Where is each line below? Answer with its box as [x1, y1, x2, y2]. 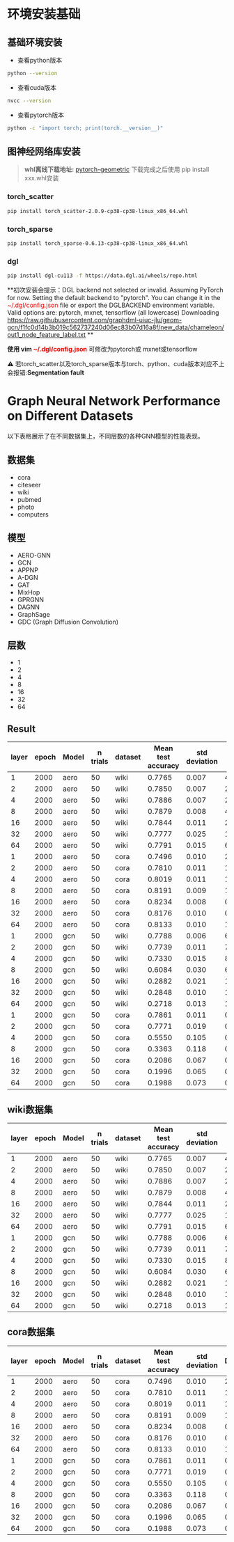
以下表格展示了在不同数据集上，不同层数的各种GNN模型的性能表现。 [7, 432, 204, 440]
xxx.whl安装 [24, 174, 59, 182]
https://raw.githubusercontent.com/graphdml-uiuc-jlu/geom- [7, 315, 182, 324]
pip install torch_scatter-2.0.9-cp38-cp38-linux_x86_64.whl [7, 207, 189, 214]
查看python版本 [17, 56, 63, 64]
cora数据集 [7, 1326, 55, 1338]
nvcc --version [7, 97, 52, 104]
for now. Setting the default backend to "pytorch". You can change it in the [7, 293, 221, 301]
